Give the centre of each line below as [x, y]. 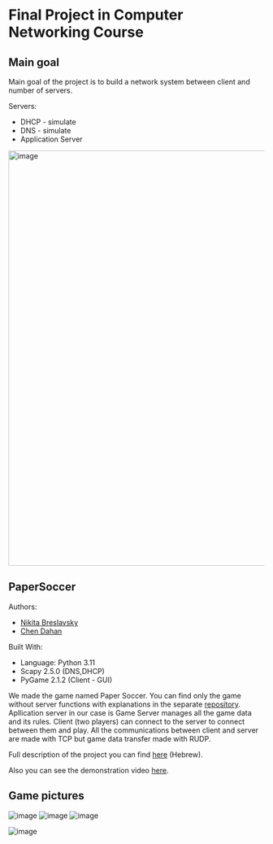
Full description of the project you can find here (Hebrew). [106, 755]
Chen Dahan [41, 631]
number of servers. [41, 90]
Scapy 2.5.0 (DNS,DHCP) [63, 671]
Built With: [26, 646]
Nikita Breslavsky [49, 622]
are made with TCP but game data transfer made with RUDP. [110, 738]
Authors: [23, 607]
